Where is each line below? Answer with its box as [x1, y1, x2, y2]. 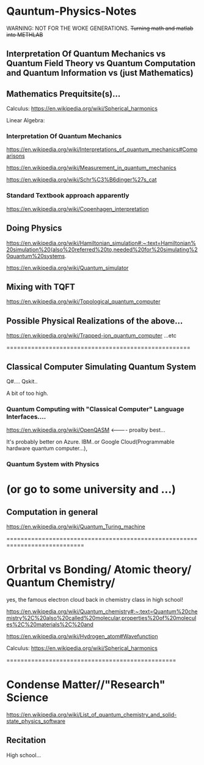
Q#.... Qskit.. [6, 377, 38, 385]
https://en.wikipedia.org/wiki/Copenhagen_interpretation [6, 205, 149, 212]
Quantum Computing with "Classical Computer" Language [6, 405, 184, 413]
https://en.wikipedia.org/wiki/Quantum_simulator [6, 264, 129, 272]
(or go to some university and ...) [6, 482, 176, 497]
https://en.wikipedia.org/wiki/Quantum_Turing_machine [6, 523, 145, 530]
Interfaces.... [6, 412, 46, 421]
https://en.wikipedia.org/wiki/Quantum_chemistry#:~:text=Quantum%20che [6, 608, 198, 615]
